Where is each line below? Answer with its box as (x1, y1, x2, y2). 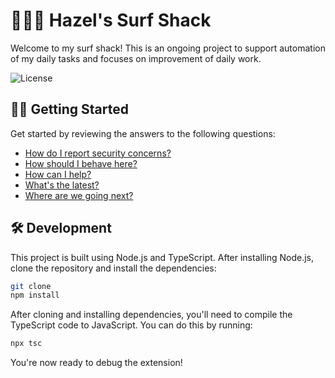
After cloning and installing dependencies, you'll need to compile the (10, 309, 293, 321)
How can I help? (24, 168, 92, 180)
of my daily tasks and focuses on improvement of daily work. (10, 52, 262, 64)
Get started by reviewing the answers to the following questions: (10, 127, 276, 139)
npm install (10, 290, 60, 301)
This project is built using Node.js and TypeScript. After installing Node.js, (10, 251, 314, 263)
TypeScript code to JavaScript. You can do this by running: (10, 319, 253, 331)
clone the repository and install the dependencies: (10, 262, 217, 274)
